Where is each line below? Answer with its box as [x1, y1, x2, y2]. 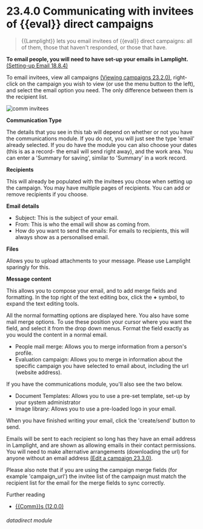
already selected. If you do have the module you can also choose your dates [6, 141, 197, 148]
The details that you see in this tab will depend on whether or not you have [6, 128, 193, 135]
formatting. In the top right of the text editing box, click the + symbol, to [6, 293, 185, 301]
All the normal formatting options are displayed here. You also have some [6, 312, 189, 319]
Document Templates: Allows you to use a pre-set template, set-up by [15, 392, 190, 399]
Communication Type [6, 117, 62, 124]
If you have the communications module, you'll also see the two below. [6, 380, 183, 387]
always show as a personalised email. [15, 233, 110, 241]
